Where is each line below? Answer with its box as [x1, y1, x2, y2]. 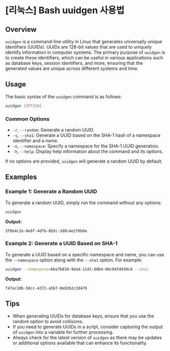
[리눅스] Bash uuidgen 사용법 [5, 5, 125, 16]
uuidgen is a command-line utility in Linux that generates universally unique [5, 38, 162, 45]
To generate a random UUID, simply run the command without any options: [5, 200, 162, 206]
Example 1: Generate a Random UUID [5, 188, 97, 195]
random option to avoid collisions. [12, 318, 84, 324]
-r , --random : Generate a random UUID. [12, 127, 95, 133]
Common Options [5, 115, 50, 122]
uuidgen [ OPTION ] [5, 103, 42, 108]
